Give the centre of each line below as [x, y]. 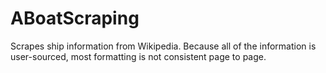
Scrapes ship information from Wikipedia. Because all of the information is [163, 46]
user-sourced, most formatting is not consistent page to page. [138, 56]
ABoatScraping [75, 18]
